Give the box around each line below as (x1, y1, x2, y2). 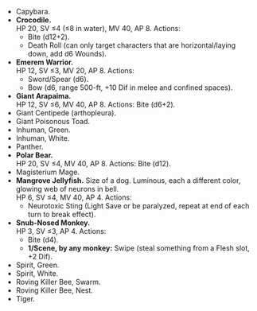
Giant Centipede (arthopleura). (15, 108, 117, 118)
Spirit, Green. (15, 260, 60, 270)
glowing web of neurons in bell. (15, 185, 119, 193)
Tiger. (15, 294, 36, 303)
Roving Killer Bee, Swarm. (15, 278, 101, 286)
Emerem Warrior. (15, 57, 74, 67)
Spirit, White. (15, 269, 59, 278)
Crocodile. (15, 15, 52, 25)
